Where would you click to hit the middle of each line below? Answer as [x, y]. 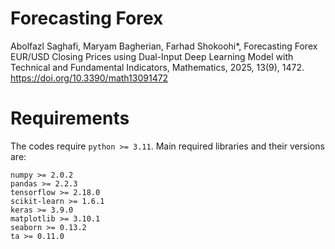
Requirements [70, 118]
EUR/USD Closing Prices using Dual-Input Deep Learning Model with [152, 56]
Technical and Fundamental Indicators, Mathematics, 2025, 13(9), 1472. [157, 67]
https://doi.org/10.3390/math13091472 [89, 78]
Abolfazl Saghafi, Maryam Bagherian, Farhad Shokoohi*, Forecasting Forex [164, 46]
